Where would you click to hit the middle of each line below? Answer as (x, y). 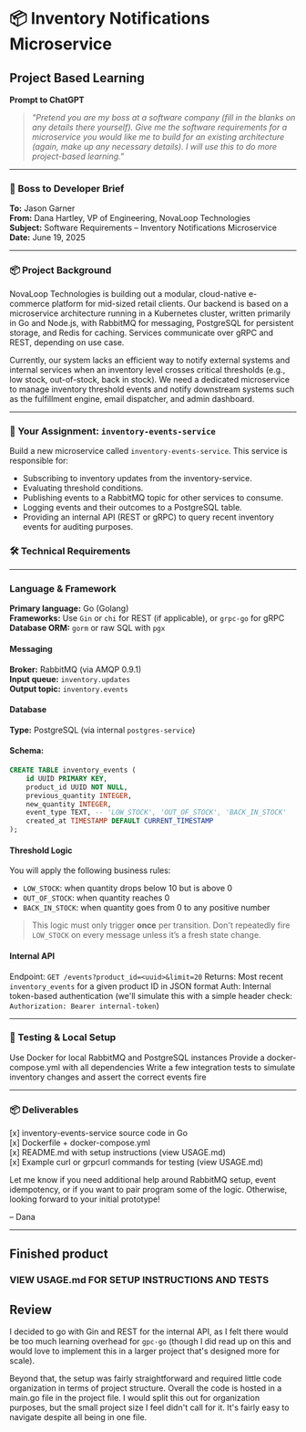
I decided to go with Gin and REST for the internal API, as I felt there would (149, 1332)
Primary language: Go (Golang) (69, 608)
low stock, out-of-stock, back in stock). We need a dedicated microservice (149, 379)
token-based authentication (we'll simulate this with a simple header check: (151, 995)
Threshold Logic (41, 850)
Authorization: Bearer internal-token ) (84, 1006)
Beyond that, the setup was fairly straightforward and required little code (146, 1379)
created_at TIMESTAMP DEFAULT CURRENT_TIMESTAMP (120, 821)
